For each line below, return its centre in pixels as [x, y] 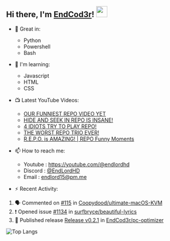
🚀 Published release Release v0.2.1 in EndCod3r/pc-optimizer [89, 220]
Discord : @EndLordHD [52, 170]
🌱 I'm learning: [32, 64]
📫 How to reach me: [40, 151]
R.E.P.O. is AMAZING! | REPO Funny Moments [79, 139]
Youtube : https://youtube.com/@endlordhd [76, 164]
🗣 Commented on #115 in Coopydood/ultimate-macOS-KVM [89, 203]
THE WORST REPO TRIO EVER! [61, 132]
